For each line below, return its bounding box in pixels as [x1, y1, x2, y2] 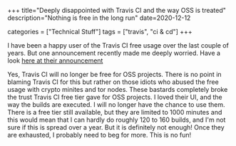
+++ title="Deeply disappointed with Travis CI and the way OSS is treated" [7, 6, 227, 14]
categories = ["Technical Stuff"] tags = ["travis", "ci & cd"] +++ [7, 28, 193, 36]
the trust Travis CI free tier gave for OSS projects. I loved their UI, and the [7, 93, 222, 101]
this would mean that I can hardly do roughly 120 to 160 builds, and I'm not [7, 115, 226, 124]
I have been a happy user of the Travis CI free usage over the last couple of [7, 41, 230, 49]
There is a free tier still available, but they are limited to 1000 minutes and [7, 108, 222, 116]
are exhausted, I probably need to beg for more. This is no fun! [7, 131, 192, 139]
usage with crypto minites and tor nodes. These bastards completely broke [7, 85, 228, 93]
